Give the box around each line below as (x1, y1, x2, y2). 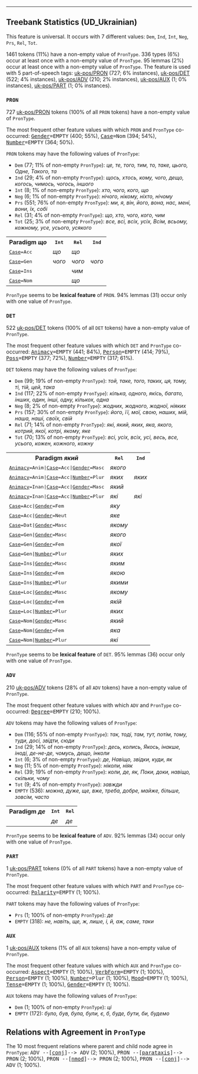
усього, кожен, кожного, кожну (14, 440, 94, 447)
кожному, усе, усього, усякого (14, 224, 92, 232)
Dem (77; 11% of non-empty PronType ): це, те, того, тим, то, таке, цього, (14, 161, 189, 168)
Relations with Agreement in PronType (6, 1027, 146, 1037)
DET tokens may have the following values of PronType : (6, 366, 137, 373)
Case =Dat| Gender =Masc (9, 522, 67, 528)
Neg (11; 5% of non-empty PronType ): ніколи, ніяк (14, 762, 133, 769)
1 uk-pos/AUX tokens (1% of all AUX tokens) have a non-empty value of (6, 944, 177, 951)
